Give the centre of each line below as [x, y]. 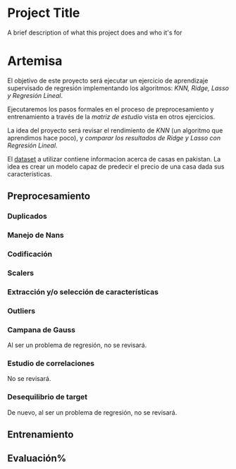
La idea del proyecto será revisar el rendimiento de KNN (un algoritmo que [115, 130]
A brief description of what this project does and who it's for [95, 32]
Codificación [30, 254]
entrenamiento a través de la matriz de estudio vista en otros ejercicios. [111, 116]
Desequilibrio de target [48, 397]
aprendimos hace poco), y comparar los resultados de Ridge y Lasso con [114, 138]
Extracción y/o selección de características [83, 292]
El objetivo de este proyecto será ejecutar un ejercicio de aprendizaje [108, 80]
